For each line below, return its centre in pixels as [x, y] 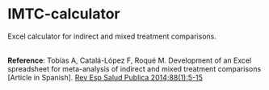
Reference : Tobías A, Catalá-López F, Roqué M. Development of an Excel [130, 60]
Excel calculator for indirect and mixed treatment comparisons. [112, 36]
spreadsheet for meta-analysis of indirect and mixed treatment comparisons [134, 68]
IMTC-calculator [64, 14]
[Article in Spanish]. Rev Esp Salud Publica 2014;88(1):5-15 [105, 77]
